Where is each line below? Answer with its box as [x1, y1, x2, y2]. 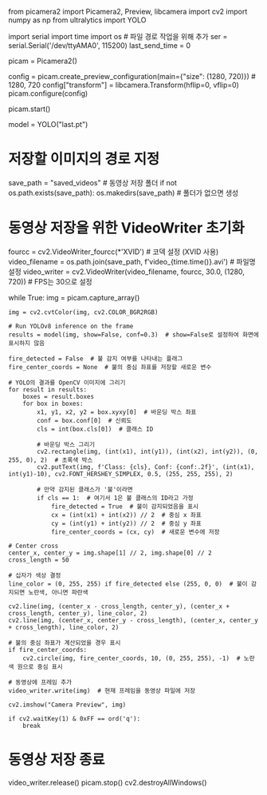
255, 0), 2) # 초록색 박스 [8, 455, 93, 464]
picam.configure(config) [8, 89, 88, 98]
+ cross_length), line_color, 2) [8, 623, 120, 631]
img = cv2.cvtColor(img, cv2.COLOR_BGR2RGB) [8, 308, 159, 316]
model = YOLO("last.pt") [8, 120, 88, 129]
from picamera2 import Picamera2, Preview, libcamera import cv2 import [8, 7, 248, 16]
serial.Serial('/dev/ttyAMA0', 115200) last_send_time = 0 [8, 41, 191, 50]
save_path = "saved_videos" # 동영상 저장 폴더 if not [8, 177, 178, 187]
